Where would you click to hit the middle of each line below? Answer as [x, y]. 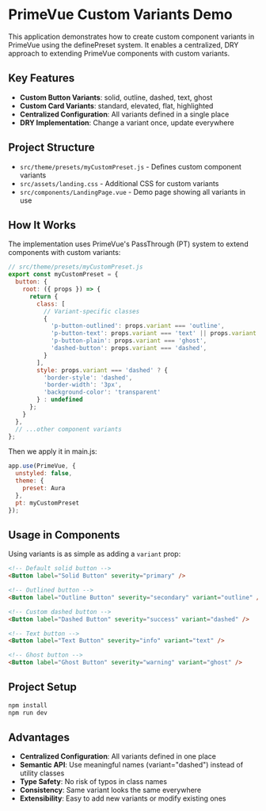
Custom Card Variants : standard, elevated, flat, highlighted [116, 105]
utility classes [42, 773]
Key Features [42, 78]
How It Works [42, 225]
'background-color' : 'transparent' [102, 392]
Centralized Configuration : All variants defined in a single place [124, 114]
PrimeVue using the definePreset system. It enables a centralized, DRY [123, 44]
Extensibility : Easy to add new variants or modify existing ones [123, 798]
